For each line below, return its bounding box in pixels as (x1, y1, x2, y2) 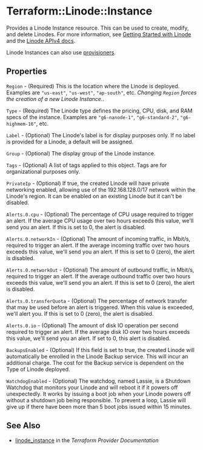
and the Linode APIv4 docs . (6, 37, 76, 44)
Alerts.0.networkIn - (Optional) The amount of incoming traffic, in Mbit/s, (6, 235, 191, 243)
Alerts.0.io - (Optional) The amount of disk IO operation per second (6, 322, 179, 329)
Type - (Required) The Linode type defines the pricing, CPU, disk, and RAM (6, 107, 193, 114)
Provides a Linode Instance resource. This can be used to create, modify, (6, 24, 189, 31)
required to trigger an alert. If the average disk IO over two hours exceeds (6, 328, 190, 335)
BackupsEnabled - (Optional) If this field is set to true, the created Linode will (6, 346, 195, 353)
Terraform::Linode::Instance (6, 4, 153, 18)
